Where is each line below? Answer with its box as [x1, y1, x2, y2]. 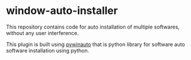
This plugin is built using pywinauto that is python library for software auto [6, 41, 186, 48]
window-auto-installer [6, 4, 118, 17]
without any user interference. [6, 29, 79, 36]
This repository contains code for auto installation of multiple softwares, [6, 23, 180, 30]
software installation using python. [6, 47, 90, 54]
